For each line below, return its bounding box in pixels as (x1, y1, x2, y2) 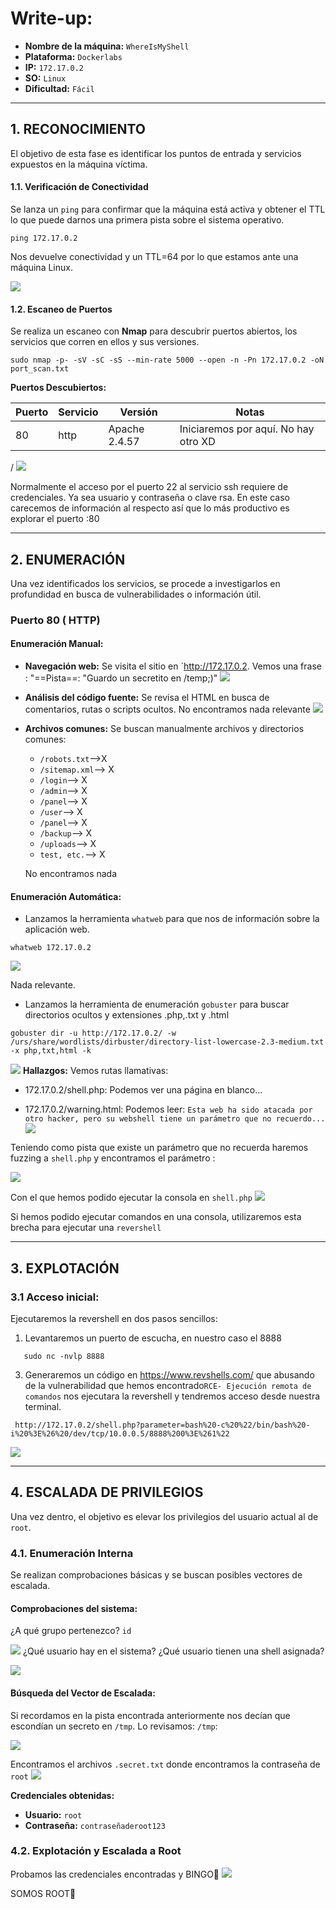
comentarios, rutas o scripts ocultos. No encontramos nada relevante (24, 703, 311, 716)
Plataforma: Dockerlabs (24, 50, 123, 62)
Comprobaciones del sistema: (10, 1602, 138, 1614)
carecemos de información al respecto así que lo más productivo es (10, 502, 290, 514)
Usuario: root (24, 1808, 83, 1821)
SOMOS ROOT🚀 (10, 1887, 77, 1899)
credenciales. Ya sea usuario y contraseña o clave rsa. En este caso (10, 492, 290, 504)
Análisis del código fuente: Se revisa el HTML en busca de (24, 692, 270, 704)
